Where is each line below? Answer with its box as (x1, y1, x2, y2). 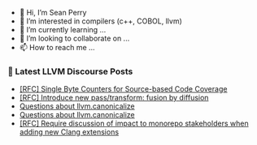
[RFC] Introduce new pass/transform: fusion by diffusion (19, 93, 209, 103)
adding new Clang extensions (19, 127, 120, 137)
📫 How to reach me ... (19, 43, 95, 52)
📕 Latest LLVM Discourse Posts (7, 66, 133, 77)
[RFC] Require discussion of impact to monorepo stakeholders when (19, 118, 249, 129)
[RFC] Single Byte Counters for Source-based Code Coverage (19, 84, 228, 94)
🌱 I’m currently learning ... (19, 25, 107, 34)
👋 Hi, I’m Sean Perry (19, 8, 87, 17)
